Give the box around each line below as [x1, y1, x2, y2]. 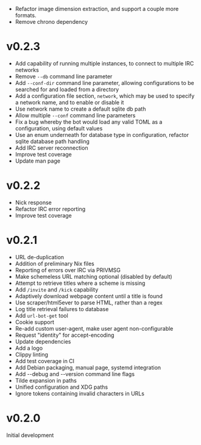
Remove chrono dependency [15, 18, 88, 25]
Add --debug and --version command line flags [15, 370, 135, 378]
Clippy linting [15, 351, 49, 358]
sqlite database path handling [15, 138, 90, 145]
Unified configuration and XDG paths [15, 383, 108, 391]
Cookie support [15, 318, 55, 326]
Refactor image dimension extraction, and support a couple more [15, 6, 179, 12]
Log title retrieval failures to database [15, 305, 109, 312]
